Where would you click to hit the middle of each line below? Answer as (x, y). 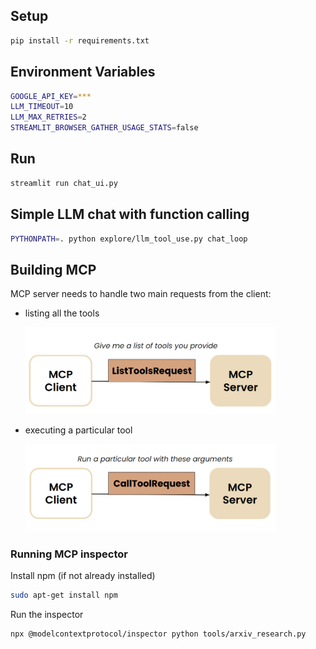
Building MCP (53, 269)
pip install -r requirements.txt (80, 40)
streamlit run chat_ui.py (64, 183)
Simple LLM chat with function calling (130, 214)
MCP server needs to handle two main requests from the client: (141, 294)
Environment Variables (83, 72)
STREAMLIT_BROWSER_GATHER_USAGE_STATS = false (104, 128)
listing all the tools (62, 313)
